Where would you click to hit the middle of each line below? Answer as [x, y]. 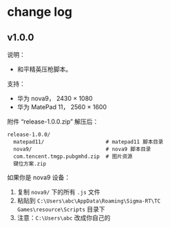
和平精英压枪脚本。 [44, 69]
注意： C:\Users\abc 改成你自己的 [64, 218]
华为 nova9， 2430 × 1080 [55, 98]
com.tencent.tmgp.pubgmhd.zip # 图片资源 [73, 157]
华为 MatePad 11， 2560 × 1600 [62, 107]
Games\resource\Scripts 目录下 [61, 209]
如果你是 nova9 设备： [39, 177]
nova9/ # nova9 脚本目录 [82, 149]
